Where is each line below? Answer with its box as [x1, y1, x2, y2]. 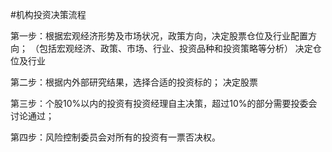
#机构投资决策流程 [10, 9, 87, 20]
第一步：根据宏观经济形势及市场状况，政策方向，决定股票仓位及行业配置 [10, 30, 308, 42]
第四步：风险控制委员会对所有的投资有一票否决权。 [10, 131, 221, 143]
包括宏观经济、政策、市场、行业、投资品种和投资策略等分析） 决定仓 [38, 43, 322, 54]
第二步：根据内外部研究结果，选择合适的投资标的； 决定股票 [10, 76, 258, 88]
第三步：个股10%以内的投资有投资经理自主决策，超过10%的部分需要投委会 [10, 98, 318, 109]
